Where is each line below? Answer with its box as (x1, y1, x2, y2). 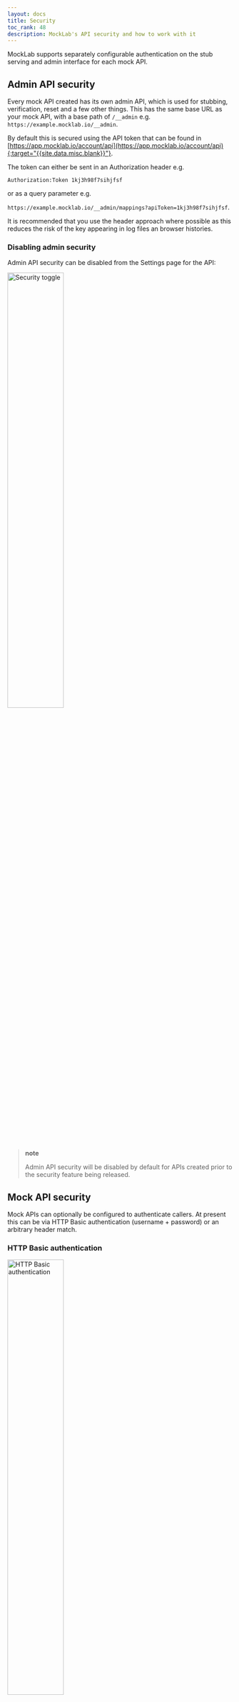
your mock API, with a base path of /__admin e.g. (7, 112, 151, 121)
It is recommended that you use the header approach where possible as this (7, 217, 232, 226)
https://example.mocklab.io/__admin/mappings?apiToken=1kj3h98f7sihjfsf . (7, 203, 230, 211)
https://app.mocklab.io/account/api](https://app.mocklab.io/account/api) (9, 141, 224, 150)
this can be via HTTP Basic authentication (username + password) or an (7, 1218, 220, 1226)
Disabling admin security (7, 242, 96, 252)
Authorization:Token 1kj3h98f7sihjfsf (7, 176, 123, 184)
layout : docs (7, 10, 46, 18)
